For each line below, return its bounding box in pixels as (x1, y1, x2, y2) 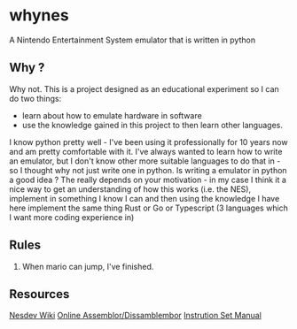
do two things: (9, 93, 62, 103)
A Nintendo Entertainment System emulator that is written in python (9, 34, 255, 45)
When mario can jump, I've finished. (21, 261, 154, 272)
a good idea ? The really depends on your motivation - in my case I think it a (9, 174, 286, 185)
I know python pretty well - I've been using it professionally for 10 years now (9, 136, 288, 147)
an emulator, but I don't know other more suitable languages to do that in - (9, 156, 281, 166)
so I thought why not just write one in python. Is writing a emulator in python (9, 164, 287, 175)
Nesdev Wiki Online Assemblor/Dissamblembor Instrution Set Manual (9, 310, 262, 321)
